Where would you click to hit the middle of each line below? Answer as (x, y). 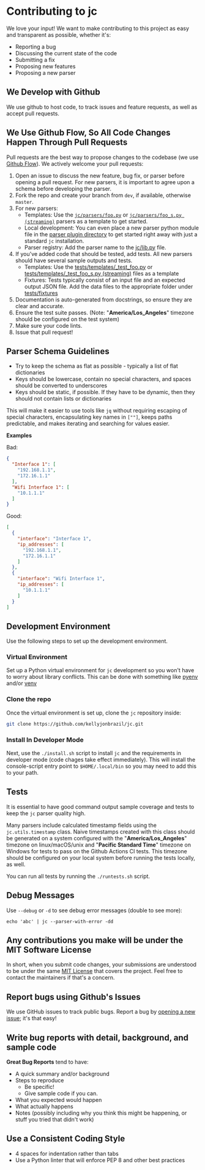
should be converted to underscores (61, 385)
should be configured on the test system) (67, 319)
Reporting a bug (35, 47)
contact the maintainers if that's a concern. (61, 978)
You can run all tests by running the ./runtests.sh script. (78, 876)
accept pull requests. (33, 113)
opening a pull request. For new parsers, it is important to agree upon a (105, 182)
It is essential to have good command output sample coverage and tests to (100, 807)
